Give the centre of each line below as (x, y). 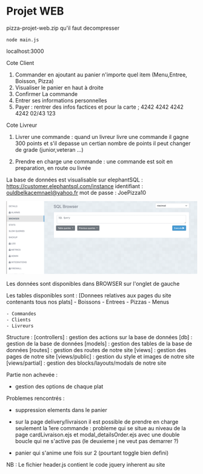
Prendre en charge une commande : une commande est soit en (94, 161)
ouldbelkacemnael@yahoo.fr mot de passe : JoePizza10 (76, 192)
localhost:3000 (25, 51)
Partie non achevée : (32, 374)
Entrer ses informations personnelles (61, 100)
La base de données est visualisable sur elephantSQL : (75, 180)
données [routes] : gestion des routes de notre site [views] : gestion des (96, 350)
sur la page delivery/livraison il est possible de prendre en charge (97, 422)
